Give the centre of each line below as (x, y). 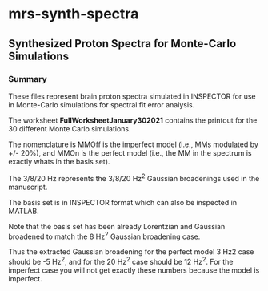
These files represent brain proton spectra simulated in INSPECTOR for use (132, 96)
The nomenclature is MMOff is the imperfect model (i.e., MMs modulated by (133, 144)
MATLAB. (24, 211)
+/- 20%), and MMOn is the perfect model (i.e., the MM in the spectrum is (130, 152)
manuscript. (28, 187)
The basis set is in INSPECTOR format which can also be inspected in (123, 202)
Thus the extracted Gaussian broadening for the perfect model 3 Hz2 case (131, 252)
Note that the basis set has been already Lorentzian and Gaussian (117, 226)
